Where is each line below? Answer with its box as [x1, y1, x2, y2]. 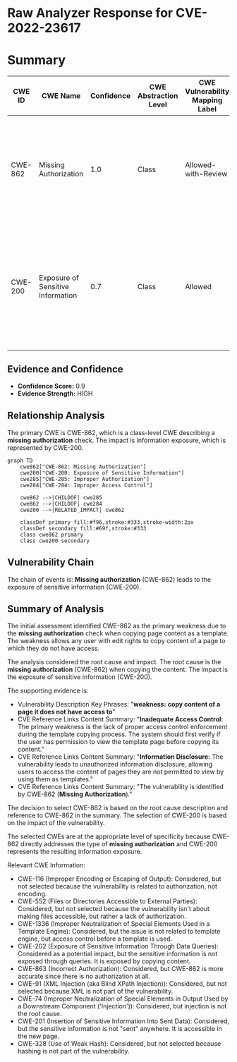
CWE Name [41, 91, 81, 101]
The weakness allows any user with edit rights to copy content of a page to [7, 637, 226, 645]
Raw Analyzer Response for [7, 5, 174, 21]
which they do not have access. [7, 644, 100, 653]
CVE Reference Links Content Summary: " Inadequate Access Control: [17, 715, 224, 724]
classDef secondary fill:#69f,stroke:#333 [20, 525, 147, 532]
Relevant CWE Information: [7, 861, 86, 869]
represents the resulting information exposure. [7, 848, 142, 856]
